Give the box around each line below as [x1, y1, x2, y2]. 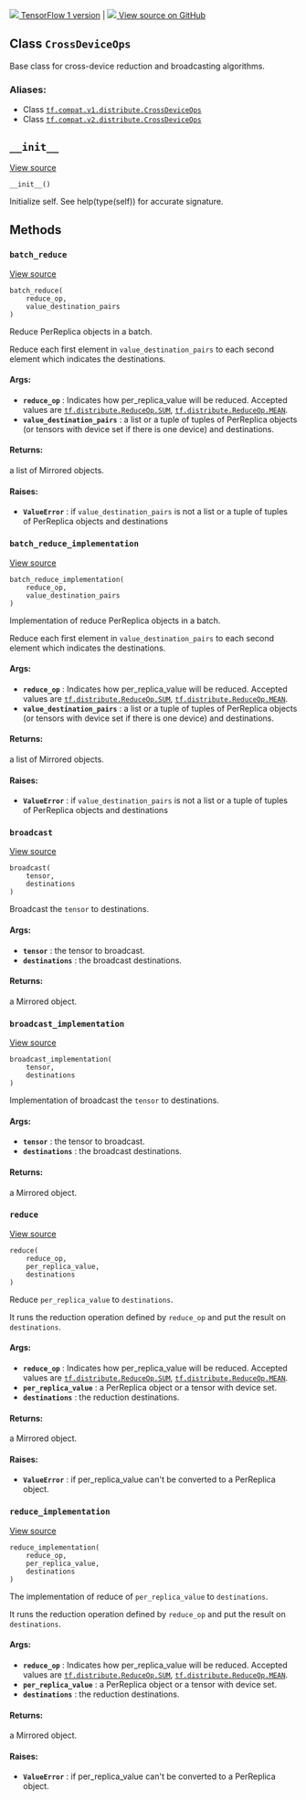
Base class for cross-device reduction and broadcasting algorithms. [9, 60, 265, 71]
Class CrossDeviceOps [9, 37, 132, 52]
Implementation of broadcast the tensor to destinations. [9, 1095, 219, 1106]
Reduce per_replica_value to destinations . [9, 1294, 174, 1305]
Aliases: [9, 83, 47, 96]
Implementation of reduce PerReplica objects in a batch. [9, 615, 221, 626]
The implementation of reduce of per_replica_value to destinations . [9, 1591, 269, 1602]
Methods [9, 222, 62, 238]
